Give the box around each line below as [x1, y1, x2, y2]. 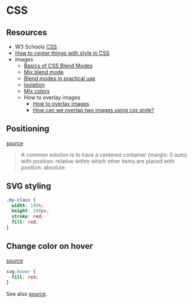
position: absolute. [20, 163, 67, 171]
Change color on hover [6, 241, 93, 251]
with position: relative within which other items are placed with [20, 157, 174, 165]
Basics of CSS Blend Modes [23, 62, 93, 69]
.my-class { [6, 197, 36, 203]
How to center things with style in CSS [14, 50, 110, 57]
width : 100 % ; [11, 202, 44, 209]
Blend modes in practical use [23, 75, 96, 82]
